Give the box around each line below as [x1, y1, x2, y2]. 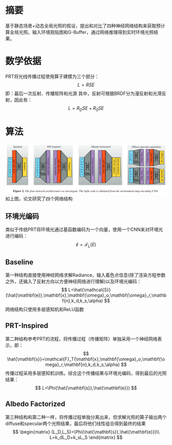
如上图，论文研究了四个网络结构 [5, 196, 73, 202]
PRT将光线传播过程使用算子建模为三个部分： [5, 73, 99, 80]
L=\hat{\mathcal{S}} [68, 287, 111, 293]
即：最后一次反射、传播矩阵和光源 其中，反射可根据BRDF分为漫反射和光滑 [5, 90, 162, 96]
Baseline [5, 258, 34, 266]
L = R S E [77, 82, 95, 88]
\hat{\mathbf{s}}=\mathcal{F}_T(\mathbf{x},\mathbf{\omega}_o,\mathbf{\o [7, 356, 165, 362]
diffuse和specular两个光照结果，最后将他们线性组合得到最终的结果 [5, 420, 146, 427]
